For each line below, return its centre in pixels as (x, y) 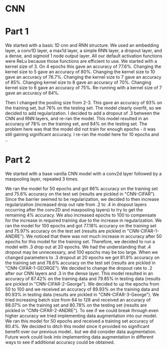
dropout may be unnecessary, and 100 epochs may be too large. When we (82, 252)
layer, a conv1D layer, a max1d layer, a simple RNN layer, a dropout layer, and (83, 51)
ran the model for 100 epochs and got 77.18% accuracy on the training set (81, 226)
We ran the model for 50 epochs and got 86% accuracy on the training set (82, 189)
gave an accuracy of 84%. (32, 93)
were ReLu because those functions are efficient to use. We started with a (81, 61)
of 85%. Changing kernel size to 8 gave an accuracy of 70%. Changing (78, 82)
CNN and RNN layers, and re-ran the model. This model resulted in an (77, 119)
